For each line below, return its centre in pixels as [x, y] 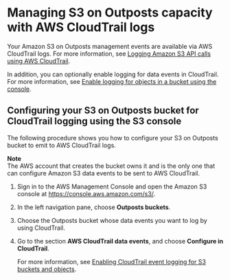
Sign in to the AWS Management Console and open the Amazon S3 [112, 186]
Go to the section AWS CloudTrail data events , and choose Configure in [120, 241]
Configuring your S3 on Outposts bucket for [103, 110]
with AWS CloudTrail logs [81, 27]
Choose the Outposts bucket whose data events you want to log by [112, 220]
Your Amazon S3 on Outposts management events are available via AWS [110, 46]
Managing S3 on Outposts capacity [110, 13]
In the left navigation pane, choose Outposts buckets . [94, 207]
